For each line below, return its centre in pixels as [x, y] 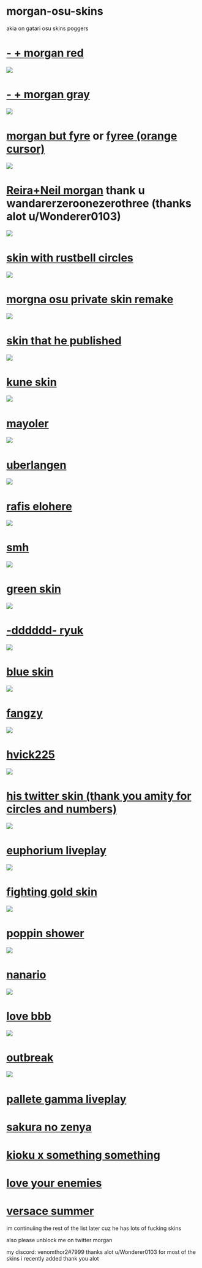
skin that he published [64, 340]
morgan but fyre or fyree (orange [92, 136]
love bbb [29, 1016]
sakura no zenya [49, 1127]
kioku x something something [83, 1155]
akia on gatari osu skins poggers [47, 28]
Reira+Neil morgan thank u [76, 190]
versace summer [50, 1211]
